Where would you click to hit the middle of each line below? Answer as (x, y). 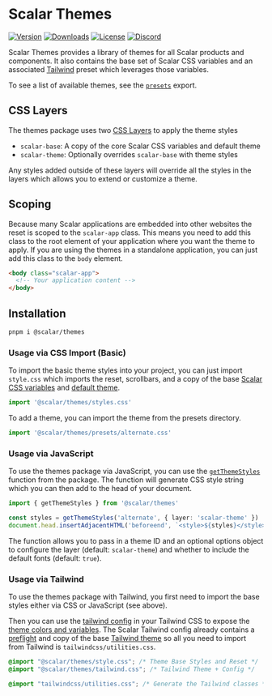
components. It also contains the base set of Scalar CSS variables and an (131, 61)
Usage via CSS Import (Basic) (68, 352)
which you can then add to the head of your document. (100, 489)
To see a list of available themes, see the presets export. (102, 85)
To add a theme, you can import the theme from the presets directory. (125, 418)
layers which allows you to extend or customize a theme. (103, 178)
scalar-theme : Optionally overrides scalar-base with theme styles (129, 154)
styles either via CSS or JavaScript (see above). (88, 605)
